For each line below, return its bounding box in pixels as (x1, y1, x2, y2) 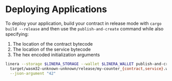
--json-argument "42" (10, 71, 56, 76)
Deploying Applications (5, 4, 107, 15)
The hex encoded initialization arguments (12, 52, 100, 58)
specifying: (5, 31, 29, 37)
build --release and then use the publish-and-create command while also (5, 25, 164, 31)
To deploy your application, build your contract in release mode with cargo (5, 20, 162, 26)
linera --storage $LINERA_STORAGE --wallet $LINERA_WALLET (5, 61, 134, 66)
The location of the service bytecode (12, 46, 91, 52)
